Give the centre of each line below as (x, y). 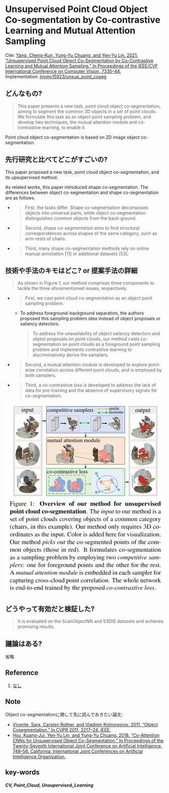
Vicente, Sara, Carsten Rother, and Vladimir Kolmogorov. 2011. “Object (85, 724)
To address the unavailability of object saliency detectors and (96, 334)
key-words (22, 772)
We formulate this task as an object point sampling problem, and (84, 117)
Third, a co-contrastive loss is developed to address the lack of (91, 385)
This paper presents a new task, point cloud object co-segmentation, (89, 106)
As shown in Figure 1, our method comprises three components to (86, 283)
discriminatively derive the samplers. (71, 355)
